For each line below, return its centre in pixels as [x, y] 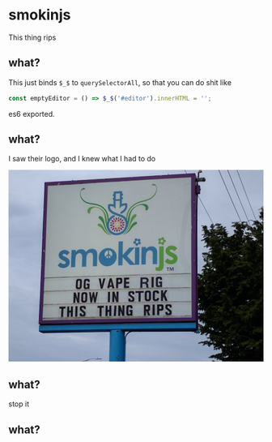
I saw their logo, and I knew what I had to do [82, 159]
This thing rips [32, 37]
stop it [19, 404]
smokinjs [40, 15]
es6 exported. [32, 114]
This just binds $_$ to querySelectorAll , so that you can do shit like [120, 82]
